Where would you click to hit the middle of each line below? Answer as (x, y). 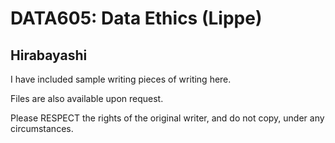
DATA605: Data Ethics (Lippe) (136, 18)
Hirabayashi (49, 55)
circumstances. (42, 128)
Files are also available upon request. (87, 98)
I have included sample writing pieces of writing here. (121, 79)
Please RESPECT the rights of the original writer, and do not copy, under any (167, 118)
